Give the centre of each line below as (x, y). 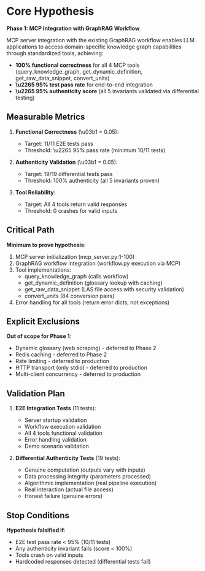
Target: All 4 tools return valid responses (76, 204)
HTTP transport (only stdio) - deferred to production (81, 368)
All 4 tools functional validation (63, 433)
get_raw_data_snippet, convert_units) (62, 78)
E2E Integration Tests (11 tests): (56, 408)
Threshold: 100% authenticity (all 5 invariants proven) (92, 180)
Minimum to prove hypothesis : (46, 245)
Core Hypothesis (50, 11)
